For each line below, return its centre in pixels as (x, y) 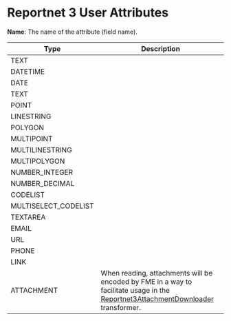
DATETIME (28, 72)
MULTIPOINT (32, 138)
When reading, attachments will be (157, 273)
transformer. (121, 307)
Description (161, 48)
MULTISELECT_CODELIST (52, 206)
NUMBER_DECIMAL (43, 183)
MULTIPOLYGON (38, 161)
